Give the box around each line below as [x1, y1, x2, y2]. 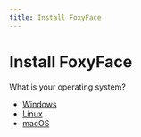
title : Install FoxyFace [9, 13, 102, 22]
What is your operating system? [9, 81, 127, 92]
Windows [21, 98, 57, 109]
